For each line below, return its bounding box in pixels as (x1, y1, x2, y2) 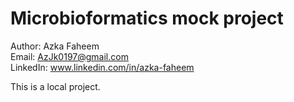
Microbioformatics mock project (10, 7, 284, 30)
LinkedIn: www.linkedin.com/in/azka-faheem (10, 61, 195, 73)
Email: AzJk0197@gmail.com (10, 50, 129, 62)
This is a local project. (10, 80, 101, 92)
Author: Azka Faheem (10, 40, 100, 52)
